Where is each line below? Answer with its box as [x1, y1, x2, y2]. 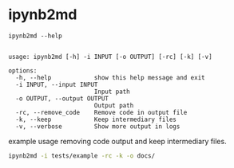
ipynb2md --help [8, 32, 62, 40]
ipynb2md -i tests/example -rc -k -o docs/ [8, 151, 156, 160]
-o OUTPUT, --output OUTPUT [15, 94, 109, 103]
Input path [93, 88, 130, 96]
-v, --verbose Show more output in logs [15, 122, 180, 131]
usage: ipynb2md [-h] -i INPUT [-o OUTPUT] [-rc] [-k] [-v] [8, 53, 213, 61]
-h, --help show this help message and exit [15, 73, 205, 81]
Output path [93, 101, 134, 109]
